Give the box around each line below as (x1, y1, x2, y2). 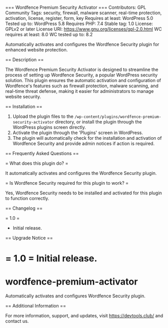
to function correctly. (5, 195, 49, 201)
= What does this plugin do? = (5, 160, 69, 166)
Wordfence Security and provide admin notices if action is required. (12, 140, 155, 146)
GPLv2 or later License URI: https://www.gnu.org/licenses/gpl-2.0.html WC (5, 26, 162, 32)
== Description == (5, 57, 44, 63)
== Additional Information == (5, 303, 66, 309)
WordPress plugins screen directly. (12, 124, 87, 130)
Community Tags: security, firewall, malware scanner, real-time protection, (5, 10, 162, 16)
